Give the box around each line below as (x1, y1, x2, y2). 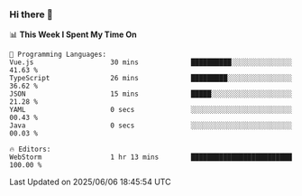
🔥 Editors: (9, 145, 51, 154)
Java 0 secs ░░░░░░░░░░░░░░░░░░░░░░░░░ (9, 121, 293, 130)
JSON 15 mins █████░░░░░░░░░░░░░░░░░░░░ (9, 89, 293, 98)
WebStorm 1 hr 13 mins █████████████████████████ (9, 153, 293, 162)
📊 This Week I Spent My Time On (9, 29, 137, 40)
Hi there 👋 (9, 8, 54, 21)
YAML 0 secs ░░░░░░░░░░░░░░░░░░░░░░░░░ (9, 106, 293, 115)
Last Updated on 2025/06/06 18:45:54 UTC (9, 176, 171, 188)
